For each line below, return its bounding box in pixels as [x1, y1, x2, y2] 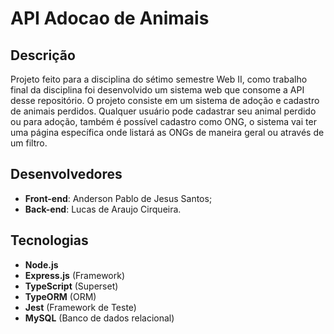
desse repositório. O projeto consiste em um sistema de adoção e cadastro [10, 95, 320, 106]
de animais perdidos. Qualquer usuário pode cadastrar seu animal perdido [10, 105, 317, 117]
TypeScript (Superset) [24, 280, 119, 292]
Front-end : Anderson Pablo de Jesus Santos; [24, 192, 213, 204]
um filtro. [10, 137, 48, 149]
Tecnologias [10, 232, 89, 249]
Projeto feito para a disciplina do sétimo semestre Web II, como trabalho [10, 73, 308, 85]
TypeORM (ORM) [24, 290, 97, 302]
